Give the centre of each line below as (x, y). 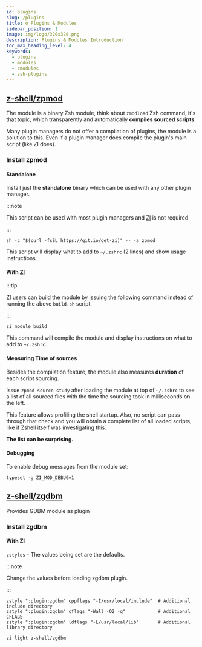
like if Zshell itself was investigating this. (57, 427)
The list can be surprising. (40, 439)
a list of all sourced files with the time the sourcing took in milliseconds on (98, 396)
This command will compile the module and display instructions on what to (99, 338)
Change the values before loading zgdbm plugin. (67, 578)
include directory (29, 606)
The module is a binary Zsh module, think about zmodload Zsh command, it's (101, 113)
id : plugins (21, 12)
